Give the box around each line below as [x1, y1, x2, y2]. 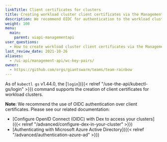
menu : [5, 26, 16, 31]
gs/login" [5, 86, 24, 92]
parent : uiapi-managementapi [14, 35, 75, 40]
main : [9, 30, 21, 35]
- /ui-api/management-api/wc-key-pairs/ [9, 58, 94, 63]
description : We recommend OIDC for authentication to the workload [5, 16, 150, 21]
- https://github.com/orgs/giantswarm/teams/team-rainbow [9, 68, 133, 72]
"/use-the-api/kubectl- [101, 81, 148, 87]
